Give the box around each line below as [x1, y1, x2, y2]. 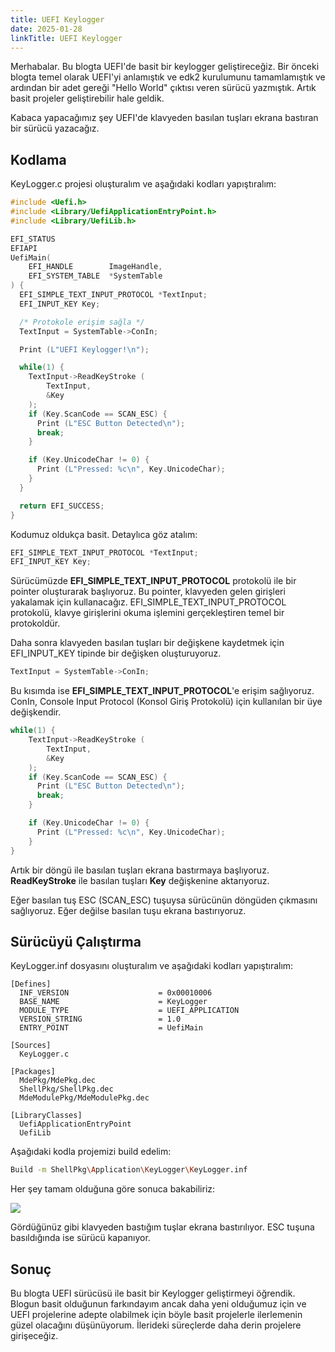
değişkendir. [10, 706, 62, 718]
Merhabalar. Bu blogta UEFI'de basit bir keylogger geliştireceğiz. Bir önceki [10, 61, 320, 73]
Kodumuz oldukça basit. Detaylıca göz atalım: [10, 528, 198, 540]
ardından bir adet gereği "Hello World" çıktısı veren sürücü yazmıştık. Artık [10, 82, 317, 94]
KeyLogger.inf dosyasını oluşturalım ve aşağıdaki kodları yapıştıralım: [10, 960, 294, 972]
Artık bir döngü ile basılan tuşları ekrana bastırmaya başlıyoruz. [10, 864, 270, 876]
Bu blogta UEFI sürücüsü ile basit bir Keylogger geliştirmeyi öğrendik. [10, 1287, 296, 1300]
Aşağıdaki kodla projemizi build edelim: [10, 1146, 172, 1158]
